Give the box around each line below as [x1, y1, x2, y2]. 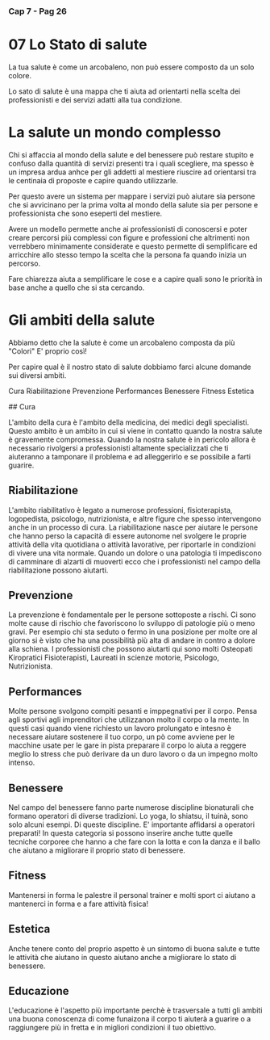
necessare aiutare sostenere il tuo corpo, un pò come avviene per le [8, 732, 235, 742]
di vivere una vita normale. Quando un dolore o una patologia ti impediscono [8, 547, 262, 558]
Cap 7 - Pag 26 [8, 6, 67, 17]
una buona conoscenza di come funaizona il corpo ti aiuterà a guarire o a [8, 1014, 251, 1024]
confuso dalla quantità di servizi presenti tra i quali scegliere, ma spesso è [8, 158, 255, 168]
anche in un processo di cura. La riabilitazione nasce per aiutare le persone [8, 522, 259, 532]
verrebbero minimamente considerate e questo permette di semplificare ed [8, 241, 258, 251]
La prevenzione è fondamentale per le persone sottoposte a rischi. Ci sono [8, 610, 256, 619]
